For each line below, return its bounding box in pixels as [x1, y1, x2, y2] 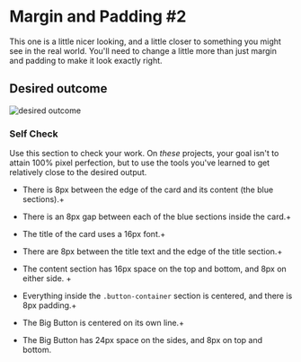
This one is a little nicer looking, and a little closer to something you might [9, 36, 281, 47]
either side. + [22, 273, 72, 284]
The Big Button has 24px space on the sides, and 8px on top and [22, 335, 263, 346]
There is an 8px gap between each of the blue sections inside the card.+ [22, 211, 292, 222]
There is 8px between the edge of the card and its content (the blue [22, 184, 274, 195]
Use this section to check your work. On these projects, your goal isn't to [9, 148, 279, 159]
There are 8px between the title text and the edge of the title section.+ [22, 246, 283, 257]
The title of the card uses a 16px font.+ [22, 229, 166, 240]
